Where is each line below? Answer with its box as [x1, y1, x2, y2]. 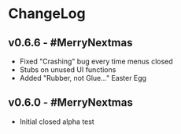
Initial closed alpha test [19, 117, 94, 126]
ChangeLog [8, 5, 86, 23]
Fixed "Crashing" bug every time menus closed [19, 56, 173, 66]
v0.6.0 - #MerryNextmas [8, 96, 134, 110]
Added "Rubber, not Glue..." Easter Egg [19, 74, 147, 82]
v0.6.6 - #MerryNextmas [8, 36, 133, 49]
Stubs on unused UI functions [19, 65, 116, 74]
